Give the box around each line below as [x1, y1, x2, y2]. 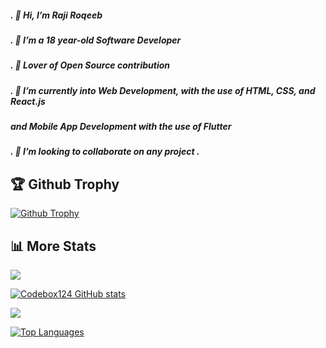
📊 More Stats [10, 237, 97, 255]
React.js [10, 95, 46, 107]
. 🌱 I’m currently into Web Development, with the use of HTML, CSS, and [10, 84, 316, 96]
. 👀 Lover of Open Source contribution [10, 59, 170, 71]
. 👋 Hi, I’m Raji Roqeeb [10, 9, 103, 21]
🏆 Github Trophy [10, 176, 120, 193]
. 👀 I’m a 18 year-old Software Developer [10, 34, 182, 46]
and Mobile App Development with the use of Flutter [10, 121, 232, 133]
